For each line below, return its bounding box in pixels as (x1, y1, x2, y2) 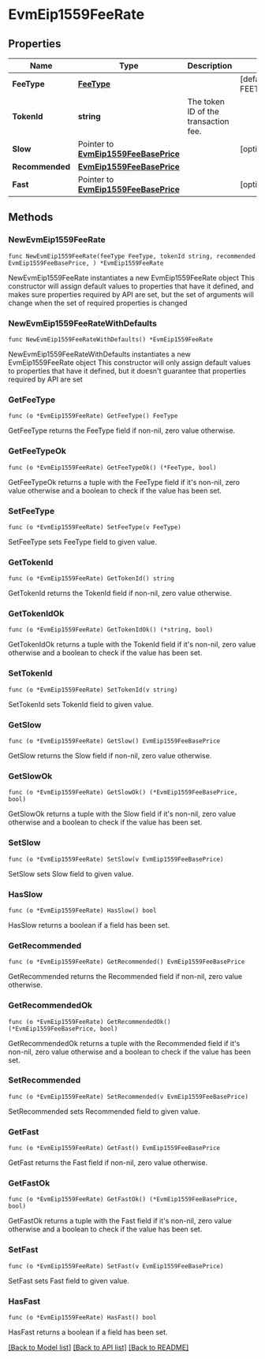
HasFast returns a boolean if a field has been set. (8, 1327, 168, 1337)
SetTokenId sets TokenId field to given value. (8, 699, 154, 709)
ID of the (187, 106, 219, 117)
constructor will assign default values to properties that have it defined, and (8, 281, 254, 291)
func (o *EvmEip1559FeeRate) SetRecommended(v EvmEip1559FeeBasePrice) (8, 1093, 248, 1100)
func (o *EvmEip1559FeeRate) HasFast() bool (8, 1314, 157, 1322)
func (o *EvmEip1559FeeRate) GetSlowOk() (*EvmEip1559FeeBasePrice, (8, 788, 238, 797)
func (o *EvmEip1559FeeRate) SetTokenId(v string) (8, 686, 178, 694)
